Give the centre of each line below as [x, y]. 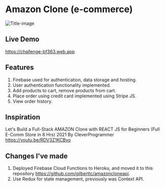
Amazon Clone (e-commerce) [69, 9]
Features [20, 68]
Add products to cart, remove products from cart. [64, 90]
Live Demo [22, 39]
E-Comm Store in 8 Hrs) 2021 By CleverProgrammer [60, 135]
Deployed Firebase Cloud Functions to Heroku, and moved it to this [83, 168]
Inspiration [23, 117]
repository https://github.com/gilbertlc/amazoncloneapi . [71, 174]
